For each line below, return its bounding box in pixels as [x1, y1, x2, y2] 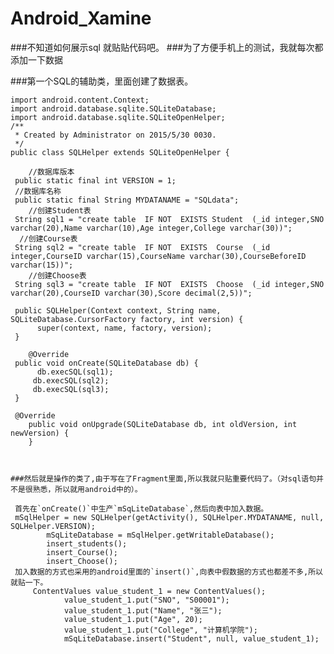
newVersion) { [10, 428, 70, 438]
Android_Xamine [10, 7, 152, 30]
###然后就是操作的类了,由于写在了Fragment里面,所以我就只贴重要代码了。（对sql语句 [10, 473, 317, 484]
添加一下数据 [10, 53, 63, 66]
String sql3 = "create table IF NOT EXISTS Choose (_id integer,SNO [14, 279, 325, 289]
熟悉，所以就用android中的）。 [32, 484, 143, 494]
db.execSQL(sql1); [36, 367, 114, 377]
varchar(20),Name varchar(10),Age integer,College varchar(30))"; [10, 223, 293, 233]
